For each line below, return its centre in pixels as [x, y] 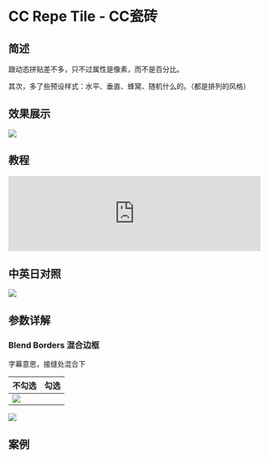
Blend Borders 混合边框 [54, 345]
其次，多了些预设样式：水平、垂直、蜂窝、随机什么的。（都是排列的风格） [129, 86]
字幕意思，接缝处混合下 [47, 364]
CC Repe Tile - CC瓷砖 [83, 16]
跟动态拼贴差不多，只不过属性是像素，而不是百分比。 [96, 69]
